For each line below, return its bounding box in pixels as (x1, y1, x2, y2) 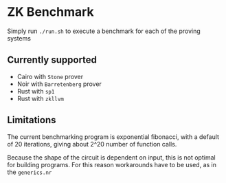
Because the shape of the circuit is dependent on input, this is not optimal (7, 153, 216, 162)
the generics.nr (7, 168, 52, 176)
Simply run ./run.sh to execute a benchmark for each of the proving (7, 27, 201, 35)
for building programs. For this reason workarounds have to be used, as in (7, 160, 217, 169)
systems (7, 34, 31, 42)
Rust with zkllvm (16, 94, 64, 103)
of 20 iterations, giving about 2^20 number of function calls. (7, 140, 177, 148)
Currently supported (7, 54, 98, 66)
